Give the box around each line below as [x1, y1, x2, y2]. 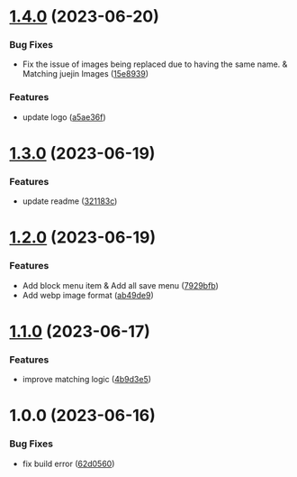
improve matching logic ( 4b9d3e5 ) [22, 374, 151, 385]
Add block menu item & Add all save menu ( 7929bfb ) [22, 280, 219, 290]
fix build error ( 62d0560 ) [22, 458, 115, 469]
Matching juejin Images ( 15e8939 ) [22, 69, 149, 79]
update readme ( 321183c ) [22, 196, 118, 206]
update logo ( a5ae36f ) [22, 111, 106, 123]
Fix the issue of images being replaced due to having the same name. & [22, 59, 288, 69]
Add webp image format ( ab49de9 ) [22, 289, 155, 300]
